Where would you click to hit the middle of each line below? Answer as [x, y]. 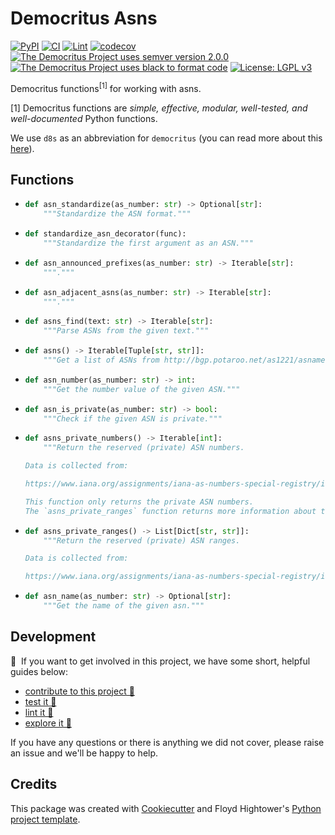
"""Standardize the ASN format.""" [117, 214]
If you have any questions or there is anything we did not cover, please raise [167, 742]
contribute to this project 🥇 [79, 691]
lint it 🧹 [39, 712]
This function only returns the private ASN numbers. [139, 502]
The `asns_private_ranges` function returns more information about [170, 511]
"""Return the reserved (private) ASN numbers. [144, 448]
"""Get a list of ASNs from [101, 360]
